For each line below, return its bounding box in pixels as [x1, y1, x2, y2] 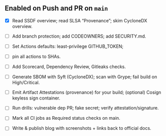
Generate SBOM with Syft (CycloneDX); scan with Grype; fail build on [12, 74, 157, 80]
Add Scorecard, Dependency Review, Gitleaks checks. [12, 63, 126, 70]
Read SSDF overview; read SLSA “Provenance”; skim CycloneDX [12, 17, 148, 23]
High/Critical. [12, 80, 40, 86]
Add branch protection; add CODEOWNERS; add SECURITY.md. [12, 33, 147, 39]
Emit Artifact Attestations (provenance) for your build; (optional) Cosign [12, 89, 161, 95]
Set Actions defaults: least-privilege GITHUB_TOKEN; [12, 43, 124, 49]
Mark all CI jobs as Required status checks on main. [12, 115, 120, 121]
